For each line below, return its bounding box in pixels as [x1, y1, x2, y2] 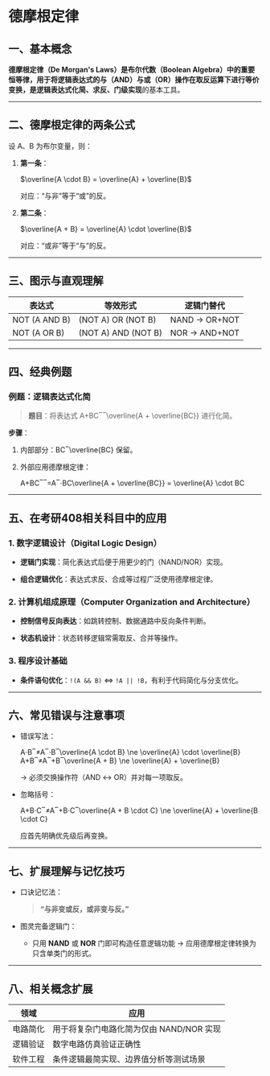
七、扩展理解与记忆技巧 [8, 864, 125, 878]
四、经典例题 [8, 365, 72, 379]
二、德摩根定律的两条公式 [8, 118, 135, 132]
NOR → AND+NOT [170, 327, 239, 338]
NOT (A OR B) [12, 327, 65, 338]
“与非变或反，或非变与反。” [39, 905, 129, 914]
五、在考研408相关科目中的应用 [8, 511, 167, 525]
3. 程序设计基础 [8, 655, 68, 666]
